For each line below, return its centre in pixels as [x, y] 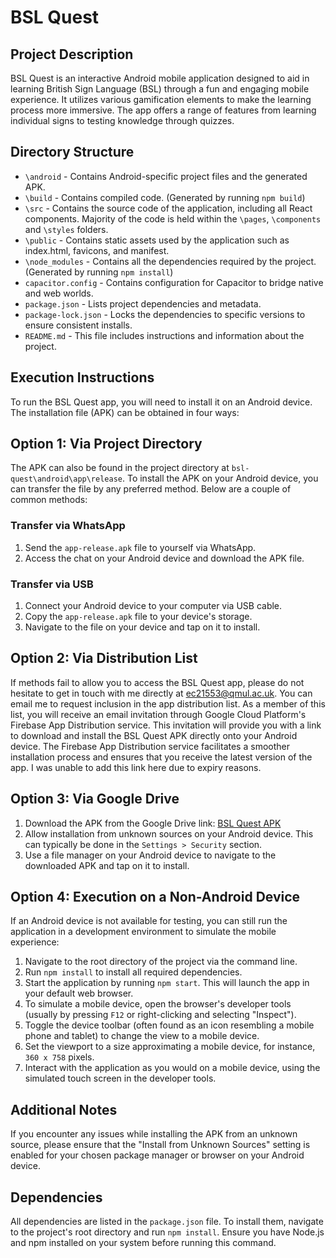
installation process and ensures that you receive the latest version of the [161, 757]
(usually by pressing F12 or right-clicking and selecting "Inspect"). [160, 1015]
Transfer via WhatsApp [68, 526]
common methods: [49, 500]
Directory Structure [72, 152]
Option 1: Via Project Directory [106, 444]
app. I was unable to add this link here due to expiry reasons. [136, 767]
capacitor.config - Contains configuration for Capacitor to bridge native [174, 282]
